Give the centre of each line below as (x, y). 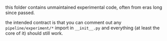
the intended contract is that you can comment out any (63, 23)
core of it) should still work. (34, 33)
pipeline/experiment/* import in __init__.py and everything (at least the (83, 28)
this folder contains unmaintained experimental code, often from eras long (84, 7)
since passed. (20, 13)
